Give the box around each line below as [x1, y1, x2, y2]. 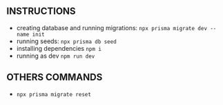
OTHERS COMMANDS [6, 71, 103, 83]
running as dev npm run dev [16, 51, 95, 60]
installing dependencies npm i [16, 44, 101, 52]
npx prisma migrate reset [16, 91, 91, 98]
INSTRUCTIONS [6, 5, 77, 17]
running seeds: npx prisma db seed [16, 37, 117, 45]
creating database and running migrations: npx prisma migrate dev [16, 23, 208, 32]
